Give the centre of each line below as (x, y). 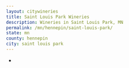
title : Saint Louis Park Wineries (48, 17)
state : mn (18, 33)
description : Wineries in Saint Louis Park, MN (65, 22)
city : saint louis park (35, 44)
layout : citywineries (32, 11)
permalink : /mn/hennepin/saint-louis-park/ (60, 28)
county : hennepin (27, 38)
